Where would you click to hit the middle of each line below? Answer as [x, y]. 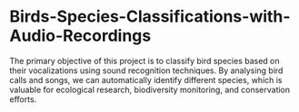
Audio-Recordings [80, 36]
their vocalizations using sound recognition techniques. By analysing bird [146, 70]
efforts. [23, 99]
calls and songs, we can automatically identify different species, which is [146, 79]
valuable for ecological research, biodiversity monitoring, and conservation [150, 89]
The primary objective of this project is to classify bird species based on [145, 61]
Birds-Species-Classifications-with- [150, 17]
